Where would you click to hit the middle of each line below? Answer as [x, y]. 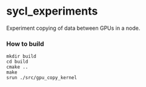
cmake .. [17, 67]
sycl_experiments [52, 11]
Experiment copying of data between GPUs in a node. [73, 28]
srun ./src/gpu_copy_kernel [42, 78]
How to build [25, 44]
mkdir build [21, 57]
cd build [17, 62]
